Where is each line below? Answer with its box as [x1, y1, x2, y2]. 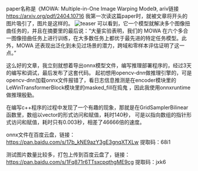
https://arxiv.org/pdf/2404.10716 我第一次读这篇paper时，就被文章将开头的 [6, 12, 187, 19]
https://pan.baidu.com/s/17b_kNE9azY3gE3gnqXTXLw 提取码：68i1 [6, 139, 171, 146]
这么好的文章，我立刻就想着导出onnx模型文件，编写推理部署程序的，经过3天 [6, 62, 192, 69]
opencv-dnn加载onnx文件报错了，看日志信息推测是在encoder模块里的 [6, 77, 177, 84]
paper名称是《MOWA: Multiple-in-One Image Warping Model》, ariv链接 [6, 5, 179, 12]
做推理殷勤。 [6, 91, 37, 98]
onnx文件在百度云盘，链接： [6, 131, 75, 138]
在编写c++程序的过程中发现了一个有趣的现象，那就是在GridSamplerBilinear [6, 104, 189, 111]
